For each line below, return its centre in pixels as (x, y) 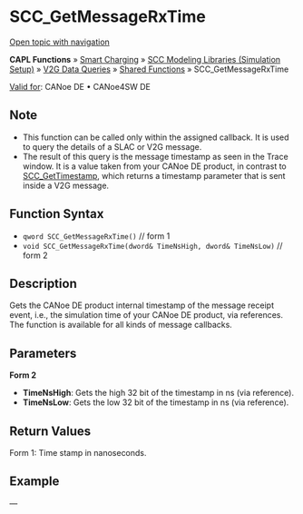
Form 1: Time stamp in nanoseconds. (78, 453)
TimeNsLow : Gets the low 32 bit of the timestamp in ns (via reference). (156, 402)
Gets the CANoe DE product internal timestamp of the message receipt (142, 305)
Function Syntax (57, 214)
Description (43, 283)
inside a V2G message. (66, 185)
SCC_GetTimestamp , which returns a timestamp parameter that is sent (154, 175)
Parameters (43, 353)
